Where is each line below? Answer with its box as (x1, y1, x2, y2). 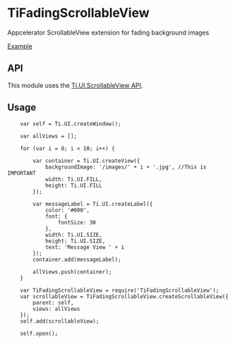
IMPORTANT (7, 169, 37, 177)
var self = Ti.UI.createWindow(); (20, 120, 121, 128)
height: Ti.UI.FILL (44, 182, 102, 189)
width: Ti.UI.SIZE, (44, 231, 102, 238)
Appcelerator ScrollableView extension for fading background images (7, 28, 210, 37)
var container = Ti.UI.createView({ (32, 157, 140, 164)
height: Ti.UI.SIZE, (44, 238, 106, 245)
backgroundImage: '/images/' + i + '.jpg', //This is (44, 164, 207, 171)
